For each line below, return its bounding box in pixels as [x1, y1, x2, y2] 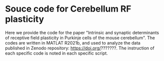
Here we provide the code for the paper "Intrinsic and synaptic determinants [5, 30, 159, 35]
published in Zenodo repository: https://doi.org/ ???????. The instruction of [5, 45, 155, 51]
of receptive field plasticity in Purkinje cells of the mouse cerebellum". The [5, 35, 155, 41]
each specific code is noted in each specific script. [5, 50, 108, 56]
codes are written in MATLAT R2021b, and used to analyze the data [5, 40, 141, 46]
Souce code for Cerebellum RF [5, 3, 131, 15]
